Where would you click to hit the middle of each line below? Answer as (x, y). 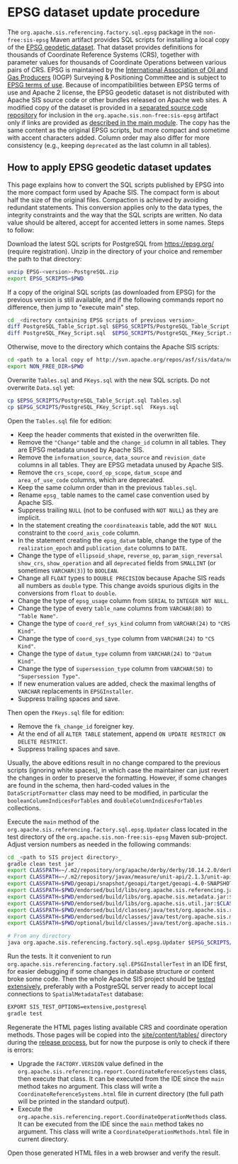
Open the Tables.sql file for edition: (59, 420)
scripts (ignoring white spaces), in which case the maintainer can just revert (118, 770)
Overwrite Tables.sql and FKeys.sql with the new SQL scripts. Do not (109, 380)
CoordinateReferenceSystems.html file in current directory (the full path (121, 1094)
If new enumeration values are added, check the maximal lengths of (117, 683)
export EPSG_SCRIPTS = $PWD (45, 278)
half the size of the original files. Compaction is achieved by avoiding (108, 200)
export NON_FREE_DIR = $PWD (45, 366)
